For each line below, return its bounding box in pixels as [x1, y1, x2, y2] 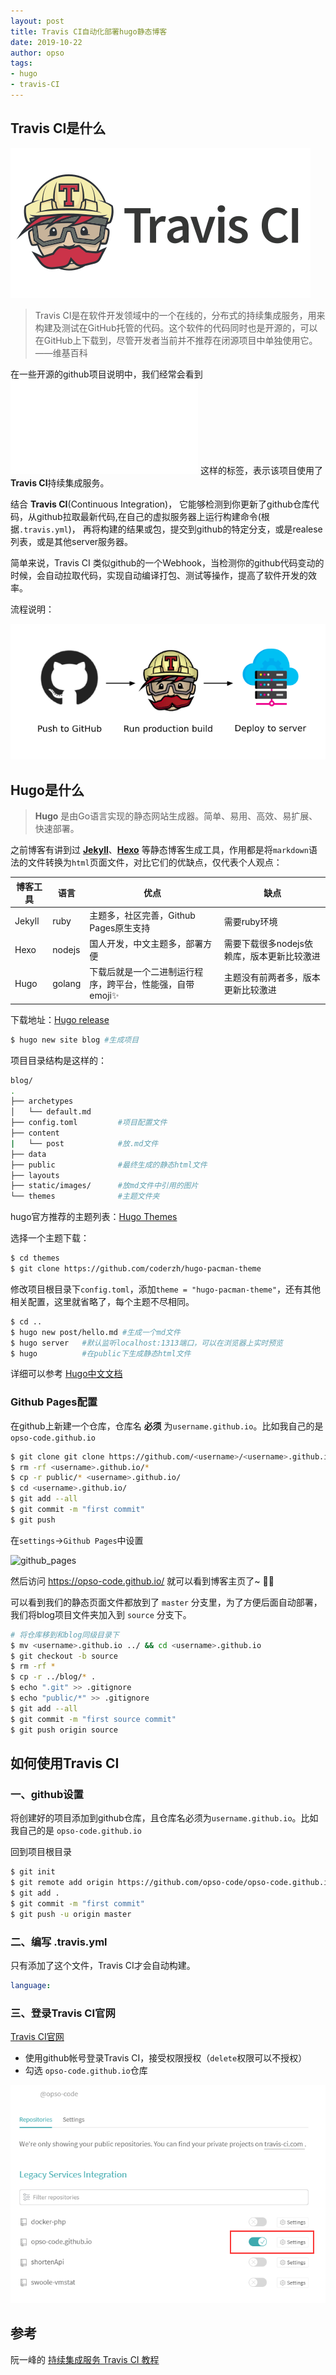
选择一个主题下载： [10, 1232, 90, 1244]
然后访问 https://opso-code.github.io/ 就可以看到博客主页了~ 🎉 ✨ [10, 1575, 275, 1587]
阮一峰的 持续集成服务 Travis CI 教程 [10, 2353, 160, 2365]
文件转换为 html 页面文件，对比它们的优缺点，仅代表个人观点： [27, 856, 283, 869]
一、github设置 [10, 1787, 84, 1801]
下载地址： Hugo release [10, 1013, 110, 1025]
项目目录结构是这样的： [10, 1054, 107, 1066]
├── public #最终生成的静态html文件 [10, 1160, 208, 1170]
